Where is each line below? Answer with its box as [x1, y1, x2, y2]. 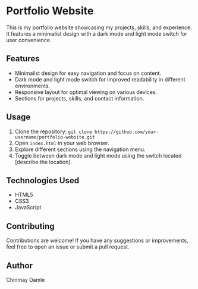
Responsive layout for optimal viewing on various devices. [14, 88, 158, 96]
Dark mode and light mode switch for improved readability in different [14, 76, 186, 83]
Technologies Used [6, 175, 79, 186]
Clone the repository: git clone [14, 128, 92, 135]
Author [6, 260, 33, 271]
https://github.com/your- [94, 129, 159, 135]
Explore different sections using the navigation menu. [14, 146, 146, 153]
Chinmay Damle [6, 277, 45, 283]
